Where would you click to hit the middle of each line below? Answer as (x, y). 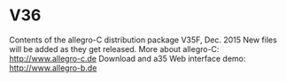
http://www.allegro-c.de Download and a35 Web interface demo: (128, 58)
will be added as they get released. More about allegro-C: (114, 48)
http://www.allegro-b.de (53, 68)
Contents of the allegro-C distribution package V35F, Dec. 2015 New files (143, 40)
